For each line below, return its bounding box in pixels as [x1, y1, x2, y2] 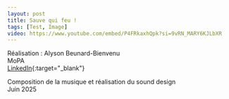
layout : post [7, 10, 46, 18]
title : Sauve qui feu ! [7, 17, 78, 24]
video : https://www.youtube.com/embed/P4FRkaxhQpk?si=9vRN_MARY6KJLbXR [7, 29, 222, 37]
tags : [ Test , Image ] [7, 23, 68, 30]
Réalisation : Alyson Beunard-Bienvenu [7, 49, 120, 58]
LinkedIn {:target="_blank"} [7, 64, 85, 72]
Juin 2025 [7, 85, 37, 93]
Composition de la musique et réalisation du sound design [7, 78, 176, 86]
